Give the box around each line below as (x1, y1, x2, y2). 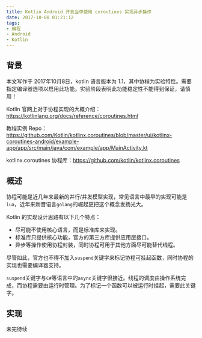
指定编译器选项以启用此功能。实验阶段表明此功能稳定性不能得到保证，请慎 (6, 85, 191, 92)
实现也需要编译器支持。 (6, 261, 64, 268)
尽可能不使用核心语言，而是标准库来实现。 (14, 226, 121, 233)
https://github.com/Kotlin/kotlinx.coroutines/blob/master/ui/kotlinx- (6, 131, 173, 138)
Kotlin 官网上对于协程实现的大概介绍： (6, 105, 101, 112)
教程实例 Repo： (6, 124, 47, 132)
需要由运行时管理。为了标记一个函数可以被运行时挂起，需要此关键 (32, 281, 196, 289)
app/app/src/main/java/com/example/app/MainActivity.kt (6, 144, 148, 151)
